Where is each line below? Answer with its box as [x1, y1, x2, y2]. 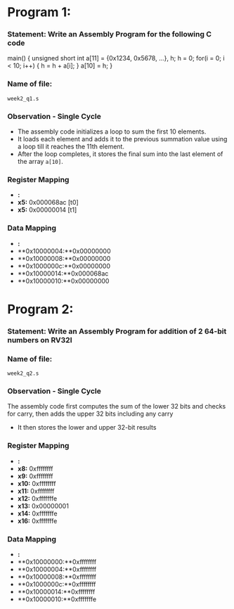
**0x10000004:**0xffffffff [17, 565, 97, 573]
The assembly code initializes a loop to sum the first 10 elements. [17, 127, 207, 136]
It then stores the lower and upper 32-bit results [17, 423, 157, 432]
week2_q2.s [7, 370, 39, 377]
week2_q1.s [7, 95, 39, 102]
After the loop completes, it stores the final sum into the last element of [17, 150, 223, 158]
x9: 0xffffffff [17, 472, 53, 480]
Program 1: [7, 4, 72, 20]
